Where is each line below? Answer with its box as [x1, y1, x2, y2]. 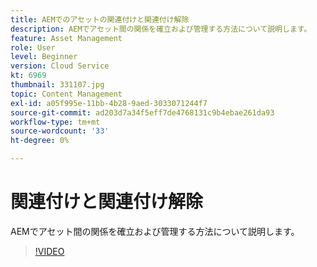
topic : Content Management [10, 89, 123, 99]
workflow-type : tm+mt [10, 117, 101, 127]
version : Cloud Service [10, 61, 110, 71]
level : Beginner [10, 52, 78, 62]
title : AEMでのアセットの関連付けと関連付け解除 [10, 14, 190, 25]
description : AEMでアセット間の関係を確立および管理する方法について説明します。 [10, 24, 312, 34]
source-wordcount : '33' [10, 126, 110, 136]
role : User [10, 42, 56, 53]
